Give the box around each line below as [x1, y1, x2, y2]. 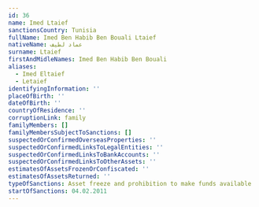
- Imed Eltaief [15, 70, 65, 78]
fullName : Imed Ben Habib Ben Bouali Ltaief [8, 33, 157, 42]
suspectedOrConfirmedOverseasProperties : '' [8, 135, 157, 144]
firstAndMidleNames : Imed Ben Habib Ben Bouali [8, 56, 168, 64]
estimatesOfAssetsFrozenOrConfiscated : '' [8, 165, 150, 173]
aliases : [8, 63, 37, 71]
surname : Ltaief [8, 48, 61, 56]
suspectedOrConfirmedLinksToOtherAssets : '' [8, 158, 157, 166]
